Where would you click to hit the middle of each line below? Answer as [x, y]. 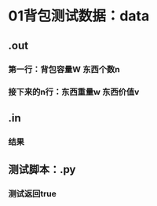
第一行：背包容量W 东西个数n [64, 69]
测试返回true [33, 194]
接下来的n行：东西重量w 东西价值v [74, 92]
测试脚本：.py [42, 170]
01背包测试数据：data [79, 16]
